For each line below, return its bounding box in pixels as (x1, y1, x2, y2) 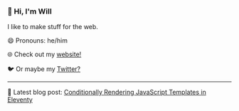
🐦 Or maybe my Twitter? (7, 65, 80, 73)
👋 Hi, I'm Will (7, 6, 52, 16)
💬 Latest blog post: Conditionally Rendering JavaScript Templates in (7, 88, 206, 97)
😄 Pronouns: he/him (7, 36, 68, 45)
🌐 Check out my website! (7, 50, 82, 59)
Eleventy (7, 95, 33, 104)
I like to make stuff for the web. (7, 23, 98, 31)
